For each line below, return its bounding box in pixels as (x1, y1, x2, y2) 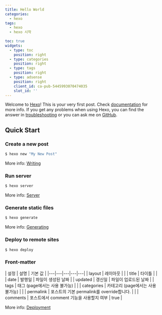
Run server (5, 172, 31, 179)
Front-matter (5, 259, 36, 265)
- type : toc (9, 48, 34, 52)
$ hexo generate (5, 216, 38, 220)
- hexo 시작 (9, 30, 31, 34)
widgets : (5, 43, 23, 48)
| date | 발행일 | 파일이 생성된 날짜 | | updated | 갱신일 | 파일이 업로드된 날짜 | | (5, 276, 154, 282)
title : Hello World (5, 7, 44, 12)
